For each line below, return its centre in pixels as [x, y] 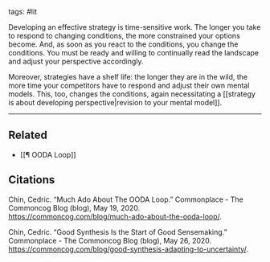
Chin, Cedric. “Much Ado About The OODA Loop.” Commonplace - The [126, 199]
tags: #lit [23, 12]
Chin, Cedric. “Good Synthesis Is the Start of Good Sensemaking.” [118, 231]
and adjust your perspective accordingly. [76, 61]
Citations [32, 180]
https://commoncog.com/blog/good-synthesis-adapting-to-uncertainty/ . [129, 249]
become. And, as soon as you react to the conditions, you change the [123, 44]
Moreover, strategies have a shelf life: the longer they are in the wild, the [128, 77]
